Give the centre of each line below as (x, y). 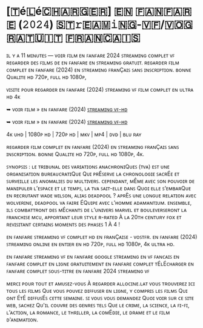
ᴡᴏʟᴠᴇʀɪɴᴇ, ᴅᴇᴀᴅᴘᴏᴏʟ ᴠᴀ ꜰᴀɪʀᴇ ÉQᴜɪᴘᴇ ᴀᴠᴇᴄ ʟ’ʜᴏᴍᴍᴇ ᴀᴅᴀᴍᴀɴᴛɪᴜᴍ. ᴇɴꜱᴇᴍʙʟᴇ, (99, 202)
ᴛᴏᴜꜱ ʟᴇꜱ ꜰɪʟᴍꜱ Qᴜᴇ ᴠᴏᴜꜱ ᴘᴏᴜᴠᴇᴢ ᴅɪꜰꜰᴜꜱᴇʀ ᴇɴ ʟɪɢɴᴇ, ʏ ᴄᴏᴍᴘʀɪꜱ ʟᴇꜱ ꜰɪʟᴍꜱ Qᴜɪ (97, 290)
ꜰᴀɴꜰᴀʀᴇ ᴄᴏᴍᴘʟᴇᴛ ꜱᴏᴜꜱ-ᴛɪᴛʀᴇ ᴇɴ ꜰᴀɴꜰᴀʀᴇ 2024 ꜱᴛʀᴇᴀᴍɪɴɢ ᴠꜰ (78, 271)
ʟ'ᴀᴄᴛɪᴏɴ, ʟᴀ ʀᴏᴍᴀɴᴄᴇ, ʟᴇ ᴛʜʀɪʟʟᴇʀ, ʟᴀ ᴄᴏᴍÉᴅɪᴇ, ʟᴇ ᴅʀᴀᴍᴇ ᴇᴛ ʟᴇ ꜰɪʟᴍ (88, 312)
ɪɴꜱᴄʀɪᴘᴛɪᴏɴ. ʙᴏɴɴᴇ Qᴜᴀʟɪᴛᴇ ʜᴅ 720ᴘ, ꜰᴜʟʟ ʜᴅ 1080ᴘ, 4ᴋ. (75, 154)
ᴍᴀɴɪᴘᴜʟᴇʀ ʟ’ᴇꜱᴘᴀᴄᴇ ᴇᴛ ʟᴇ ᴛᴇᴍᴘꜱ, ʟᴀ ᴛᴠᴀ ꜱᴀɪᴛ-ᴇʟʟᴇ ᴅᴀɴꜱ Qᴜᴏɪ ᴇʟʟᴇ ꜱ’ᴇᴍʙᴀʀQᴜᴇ (99, 188)
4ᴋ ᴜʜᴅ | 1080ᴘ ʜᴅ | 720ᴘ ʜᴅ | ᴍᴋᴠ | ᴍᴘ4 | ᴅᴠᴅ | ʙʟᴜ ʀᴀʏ (74, 134)
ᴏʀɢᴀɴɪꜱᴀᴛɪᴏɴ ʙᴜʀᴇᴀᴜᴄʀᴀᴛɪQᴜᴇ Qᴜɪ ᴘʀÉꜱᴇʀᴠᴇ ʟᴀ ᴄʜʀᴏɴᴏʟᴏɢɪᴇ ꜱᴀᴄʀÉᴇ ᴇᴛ (93, 174)
